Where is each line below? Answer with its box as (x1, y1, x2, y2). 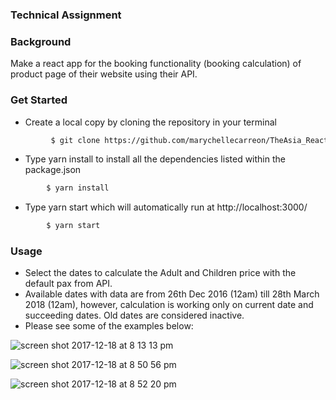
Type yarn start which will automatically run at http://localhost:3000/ (24, 201, 308, 213)
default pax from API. (24, 278, 113, 290)
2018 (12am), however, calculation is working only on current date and (24, 299, 314, 311)
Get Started (10, 93, 68, 107)
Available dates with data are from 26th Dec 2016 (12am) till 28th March (24, 288, 320, 300)
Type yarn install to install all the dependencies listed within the (24, 153, 286, 165)
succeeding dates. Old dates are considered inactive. (24, 309, 245, 322)
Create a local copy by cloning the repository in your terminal (24, 116, 277, 128)
